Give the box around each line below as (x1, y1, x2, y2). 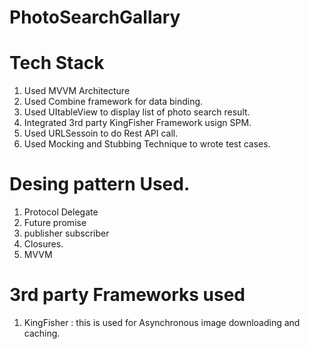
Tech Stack (9, 52, 105, 75)
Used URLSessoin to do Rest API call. (23, 127, 179, 140)
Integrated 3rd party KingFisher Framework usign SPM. (23, 117, 252, 129)
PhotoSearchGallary (9, 6, 181, 29)
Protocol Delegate (23, 206, 99, 218)
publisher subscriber (23, 227, 110, 240)
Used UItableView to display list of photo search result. (23, 106, 251, 118)
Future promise (23, 217, 87, 229)
